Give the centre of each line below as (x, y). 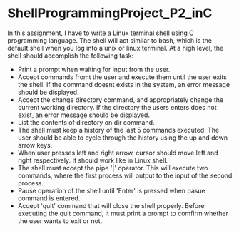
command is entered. (49, 198)
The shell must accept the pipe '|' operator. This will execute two (113, 168)
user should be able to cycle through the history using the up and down (123, 138)
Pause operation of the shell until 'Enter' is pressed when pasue (111, 190)
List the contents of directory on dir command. (86, 122)
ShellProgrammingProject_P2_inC (110, 13)
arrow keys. (35, 145)
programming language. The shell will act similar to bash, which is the (110, 40)
